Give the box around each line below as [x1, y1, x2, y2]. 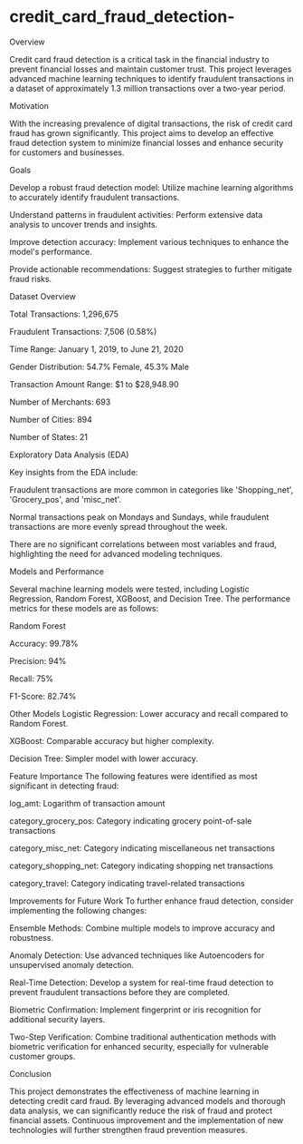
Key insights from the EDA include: [9, 466, 138, 477]
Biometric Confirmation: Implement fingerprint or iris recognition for [9, 1004, 261, 1015]
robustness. [9, 932, 54, 943]
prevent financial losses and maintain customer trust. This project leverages [9, 64, 292, 74]
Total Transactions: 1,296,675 [9, 308, 119, 319]
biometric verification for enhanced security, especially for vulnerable [9, 1041, 270, 1051]
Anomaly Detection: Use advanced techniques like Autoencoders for [9, 950, 265, 961]
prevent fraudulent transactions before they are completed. [9, 986, 231, 997]
